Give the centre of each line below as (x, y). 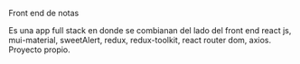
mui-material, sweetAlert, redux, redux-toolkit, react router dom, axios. (140, 40)
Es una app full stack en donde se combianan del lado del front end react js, (150, 30)
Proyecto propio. (40, 50)
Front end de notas (44, 13)
